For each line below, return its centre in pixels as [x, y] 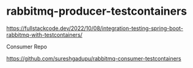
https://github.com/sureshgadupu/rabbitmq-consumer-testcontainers [94, 58]
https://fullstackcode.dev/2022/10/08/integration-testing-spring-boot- [95, 28]
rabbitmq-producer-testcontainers [97, 11]
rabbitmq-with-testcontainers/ [44, 34]
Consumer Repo [27, 47]
